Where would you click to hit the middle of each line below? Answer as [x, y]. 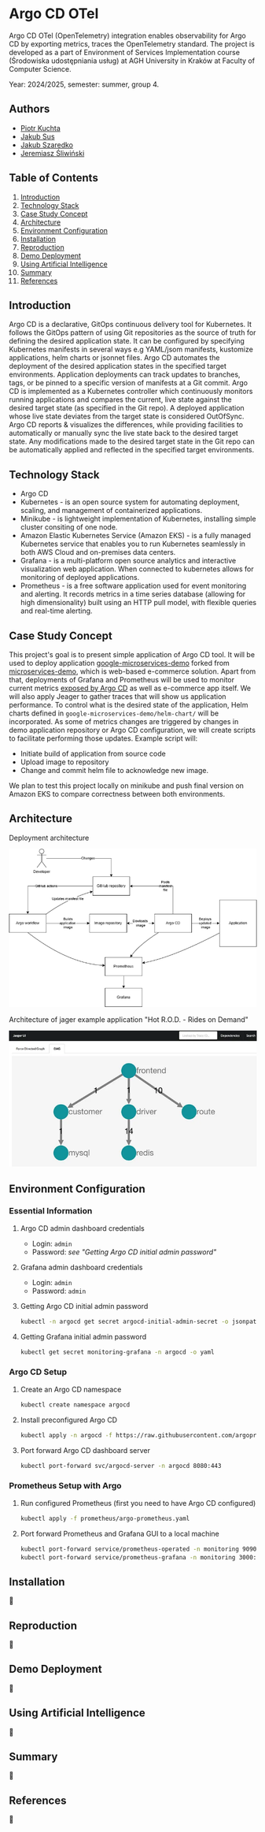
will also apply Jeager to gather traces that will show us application [118, 697]
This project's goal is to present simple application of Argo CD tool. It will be [132, 654]
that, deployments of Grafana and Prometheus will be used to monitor [122, 680]
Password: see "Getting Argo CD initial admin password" [124, 1252]
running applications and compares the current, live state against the [120, 399]
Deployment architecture [49, 838]
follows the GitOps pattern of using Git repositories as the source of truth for [132, 333]
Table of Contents [54, 178]
